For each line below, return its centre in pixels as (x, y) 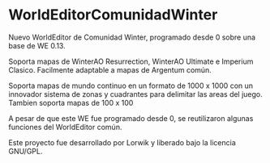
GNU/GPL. (26, 151)
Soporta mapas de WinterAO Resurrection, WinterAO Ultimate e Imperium (131, 61)
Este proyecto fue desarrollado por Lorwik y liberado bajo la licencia (122, 142)
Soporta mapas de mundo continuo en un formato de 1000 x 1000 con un (131, 86)
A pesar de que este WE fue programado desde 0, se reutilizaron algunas (131, 118)
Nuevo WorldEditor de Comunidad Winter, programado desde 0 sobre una (132, 37)
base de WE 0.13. (37, 45)
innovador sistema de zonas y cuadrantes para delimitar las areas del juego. (136, 94)
